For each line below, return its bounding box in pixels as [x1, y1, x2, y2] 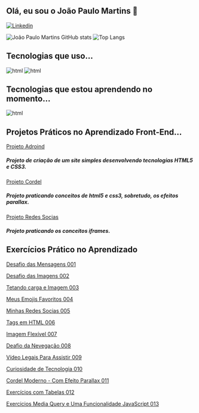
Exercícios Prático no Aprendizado [6, 244, 138, 255]
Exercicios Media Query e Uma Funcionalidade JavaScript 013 [6, 400, 160, 407]
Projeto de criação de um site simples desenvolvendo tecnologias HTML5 [6, 157, 193, 164]
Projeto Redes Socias [6, 214, 59, 221]
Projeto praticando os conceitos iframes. [6, 227, 111, 234]
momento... [6, 94, 51, 104]
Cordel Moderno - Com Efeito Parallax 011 [6, 376, 109, 384]
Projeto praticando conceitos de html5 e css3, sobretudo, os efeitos [6, 191, 179, 199]
